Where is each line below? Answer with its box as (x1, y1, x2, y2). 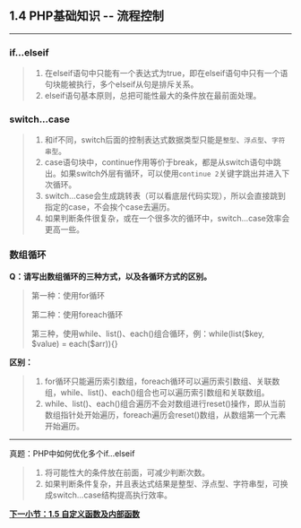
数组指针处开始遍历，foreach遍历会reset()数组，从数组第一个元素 (44, 409, 287, 420)
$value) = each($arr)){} (30, 338, 118, 349)
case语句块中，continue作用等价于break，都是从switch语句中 (44, 157, 273, 168)
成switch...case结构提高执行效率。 (44, 489, 173, 500)
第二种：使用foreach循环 (30, 308, 124, 320)
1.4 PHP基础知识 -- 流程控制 (9, 8, 164, 24)
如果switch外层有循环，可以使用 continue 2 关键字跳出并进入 (60, 169, 282, 179)
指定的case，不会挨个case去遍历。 (44, 202, 175, 212)
